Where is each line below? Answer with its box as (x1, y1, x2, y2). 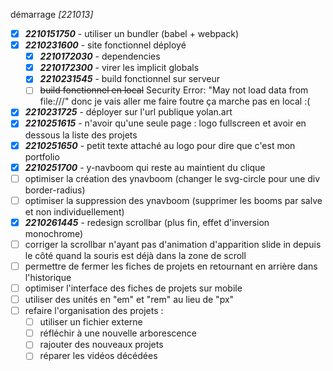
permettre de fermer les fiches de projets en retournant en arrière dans (24, 260, 318, 272)
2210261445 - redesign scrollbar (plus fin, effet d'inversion (24, 216, 270, 228)
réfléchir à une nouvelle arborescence (39, 327, 197, 339)
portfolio (24, 150, 60, 163)
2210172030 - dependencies (39, 50, 161, 63)
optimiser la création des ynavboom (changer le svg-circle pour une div (24, 172, 321, 184)
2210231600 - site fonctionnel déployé (24, 39, 187, 51)
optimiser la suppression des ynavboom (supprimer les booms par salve (24, 194, 323, 206)
